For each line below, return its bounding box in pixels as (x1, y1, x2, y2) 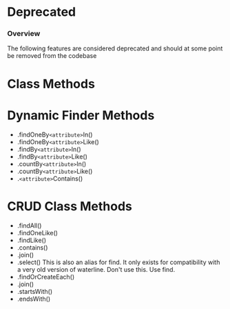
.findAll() (17, 221, 42, 230)
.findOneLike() (17, 228, 59, 237)
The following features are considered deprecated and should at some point (7, 44, 223, 52)
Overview (7, 29, 41, 39)
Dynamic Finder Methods (7, 108, 155, 123)
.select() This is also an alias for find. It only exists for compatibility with (17, 258, 220, 266)
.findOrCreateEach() (17, 272, 75, 281)
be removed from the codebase (7, 52, 97, 60)
